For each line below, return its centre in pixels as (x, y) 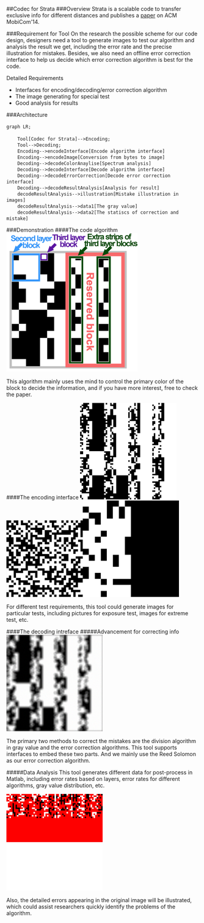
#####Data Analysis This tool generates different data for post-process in (100, 772)
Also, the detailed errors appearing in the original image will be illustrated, (99, 900)
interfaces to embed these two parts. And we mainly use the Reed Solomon (101, 754)
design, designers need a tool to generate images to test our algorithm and (100, 40)
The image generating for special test (62, 96)
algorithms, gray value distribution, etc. (56, 785)
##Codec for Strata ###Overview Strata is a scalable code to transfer (94, 9)
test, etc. (17, 620)
